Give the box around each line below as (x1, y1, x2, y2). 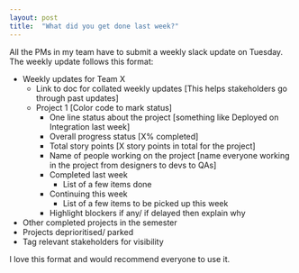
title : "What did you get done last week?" (9, 22, 179, 31)
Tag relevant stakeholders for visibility (22, 236, 164, 247)
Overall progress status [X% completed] (49, 131, 199, 141)
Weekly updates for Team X (22, 73, 126, 84)
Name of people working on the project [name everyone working (49, 150, 290, 160)
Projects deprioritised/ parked (22, 226, 134, 237)
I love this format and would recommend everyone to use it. (9, 253, 231, 264)
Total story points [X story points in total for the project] (49, 141, 256, 151)
